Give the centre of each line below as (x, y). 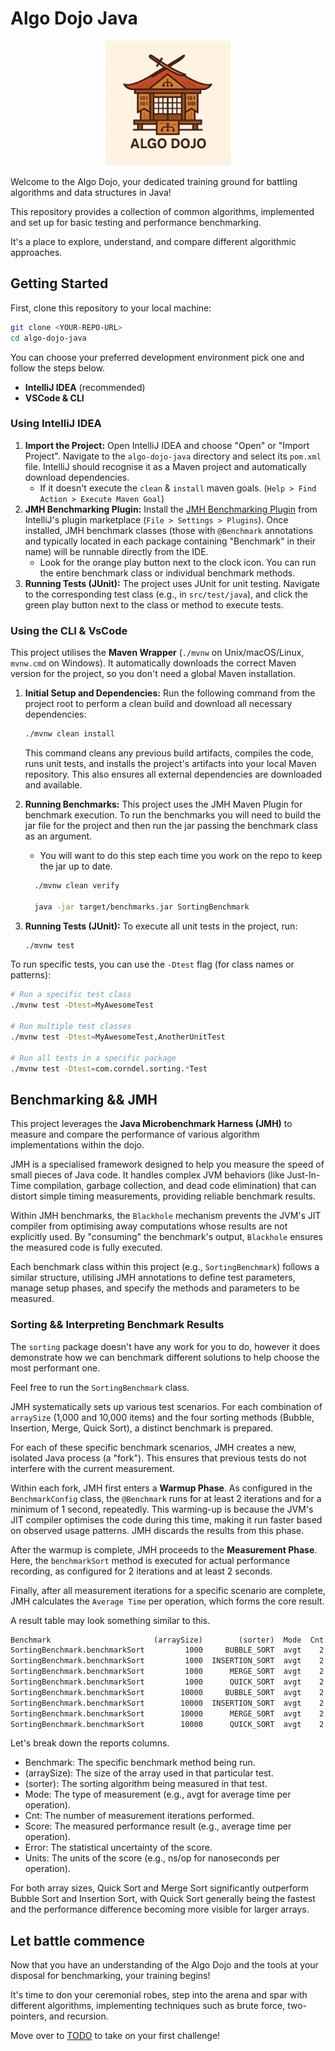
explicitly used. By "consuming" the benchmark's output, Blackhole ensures (166, 1237)
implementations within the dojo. (77, 1145)
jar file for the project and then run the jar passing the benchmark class (171, 825)
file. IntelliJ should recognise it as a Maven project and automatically (165, 466)
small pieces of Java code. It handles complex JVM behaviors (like (147, 1175)
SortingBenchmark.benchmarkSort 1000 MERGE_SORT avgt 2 (167, 1672)
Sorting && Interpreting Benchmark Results (117, 1325)
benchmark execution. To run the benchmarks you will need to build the (173, 814)
